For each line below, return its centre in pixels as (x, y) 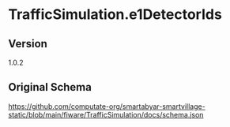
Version (28, 44)
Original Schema (50, 87)
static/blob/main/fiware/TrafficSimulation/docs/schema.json (106, 114)
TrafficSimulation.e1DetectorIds (115, 15)
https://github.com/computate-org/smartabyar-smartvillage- (107, 106)
